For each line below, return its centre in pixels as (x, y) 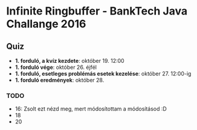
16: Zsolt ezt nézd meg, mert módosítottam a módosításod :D (91, 109)
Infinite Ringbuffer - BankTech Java (97, 11)
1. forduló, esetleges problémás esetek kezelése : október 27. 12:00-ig (103, 73)
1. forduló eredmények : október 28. (60, 80)
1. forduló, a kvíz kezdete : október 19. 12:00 (70, 61)
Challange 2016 (46, 24)
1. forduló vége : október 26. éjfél (56, 67)
